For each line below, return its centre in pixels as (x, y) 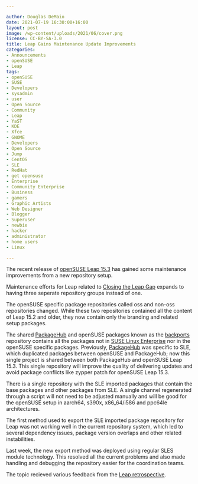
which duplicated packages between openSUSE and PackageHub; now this (98, 354)
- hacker (17, 231)
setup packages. (27, 323)
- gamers (17, 198)
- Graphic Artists (29, 203)
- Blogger (18, 214)
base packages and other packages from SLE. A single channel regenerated (99, 390)
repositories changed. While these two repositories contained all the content (99, 311)
